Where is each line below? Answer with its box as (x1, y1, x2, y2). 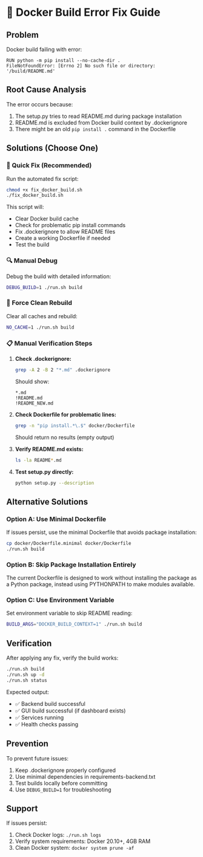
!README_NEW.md (15, 400, 54, 406)
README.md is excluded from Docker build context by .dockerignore (15, 118, 188, 126)
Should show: (15, 378, 50, 385)
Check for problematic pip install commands (15, 222, 126, 229)
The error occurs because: (6, 100, 73, 108)
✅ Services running (15, 714, 64, 721)
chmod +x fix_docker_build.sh (6, 186, 83, 193)
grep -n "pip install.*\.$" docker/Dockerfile (15, 422, 135, 429)
